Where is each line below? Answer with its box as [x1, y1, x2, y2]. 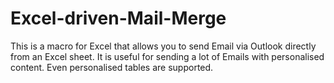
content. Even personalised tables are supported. [10, 61, 214, 73]
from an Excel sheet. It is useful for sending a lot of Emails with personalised [10, 50, 325, 62]
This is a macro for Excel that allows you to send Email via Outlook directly [10, 40, 317, 52]
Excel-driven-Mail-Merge [10, 7, 227, 30]
